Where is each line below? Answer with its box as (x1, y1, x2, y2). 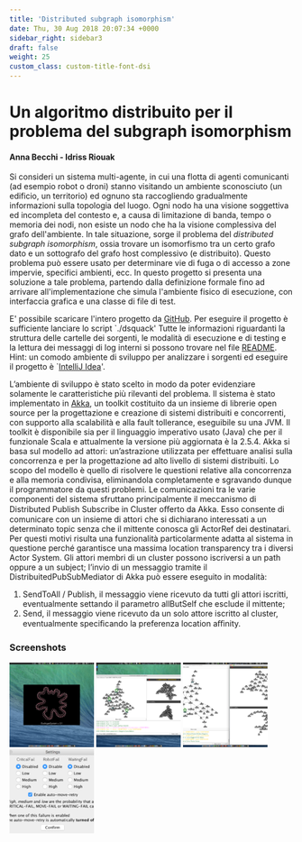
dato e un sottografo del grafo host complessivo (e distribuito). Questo (9, 248, 271, 259)
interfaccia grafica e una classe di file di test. (9, 296, 177, 307)
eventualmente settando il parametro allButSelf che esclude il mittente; (22, 599, 286, 609)
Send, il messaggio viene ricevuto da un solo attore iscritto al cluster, (22, 609, 279, 619)
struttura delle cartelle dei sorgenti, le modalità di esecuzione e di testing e (9, 333, 287, 343)
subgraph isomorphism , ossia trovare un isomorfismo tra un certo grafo (9, 239, 276, 250)
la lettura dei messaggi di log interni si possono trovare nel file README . (9, 343, 278, 353)
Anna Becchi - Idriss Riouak (9, 151, 115, 162)
